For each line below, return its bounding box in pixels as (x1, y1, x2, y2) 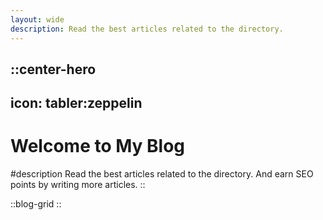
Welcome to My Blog (10, 135, 186, 158)
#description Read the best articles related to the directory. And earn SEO (10, 168, 314, 180)
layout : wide (10, 14, 65, 25)
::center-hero (10, 61, 97, 78)
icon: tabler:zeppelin (10, 95, 143, 112)
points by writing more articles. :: (10, 179, 146, 191)
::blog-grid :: (10, 198, 62, 210)
